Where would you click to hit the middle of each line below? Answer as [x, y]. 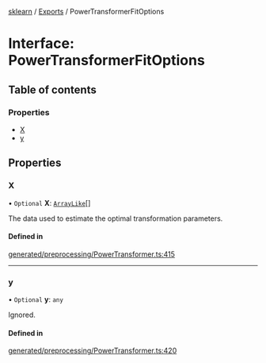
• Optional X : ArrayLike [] [49, 203]
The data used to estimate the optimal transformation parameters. [116, 218]
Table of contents [52, 89]
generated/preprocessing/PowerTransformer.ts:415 [92, 254]
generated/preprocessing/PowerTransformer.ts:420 [93, 351]
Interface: [42, 44]
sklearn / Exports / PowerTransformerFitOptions [86, 12]
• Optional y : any [36, 299]
